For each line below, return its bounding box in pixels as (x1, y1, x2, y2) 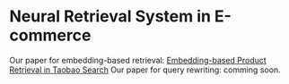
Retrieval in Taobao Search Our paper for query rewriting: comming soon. (9, 64, 281, 75)
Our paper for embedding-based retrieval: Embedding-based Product (9, 55, 267, 65)
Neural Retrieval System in (9, 6, 211, 27)
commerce (9, 25, 92, 46)
